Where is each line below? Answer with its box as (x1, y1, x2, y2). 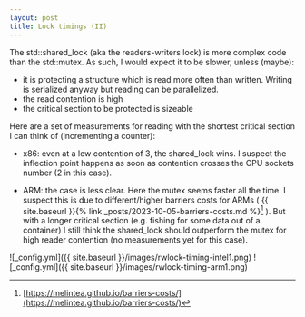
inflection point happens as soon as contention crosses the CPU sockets (22, 157, 295, 168)
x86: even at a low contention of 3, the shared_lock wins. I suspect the (22, 147, 287, 159)
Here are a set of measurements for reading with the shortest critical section (9, 120, 296, 132)
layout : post (9, 13, 59, 23)
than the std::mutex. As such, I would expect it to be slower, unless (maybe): (9, 56, 295, 67)
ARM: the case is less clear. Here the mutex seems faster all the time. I (22, 184, 286, 195)
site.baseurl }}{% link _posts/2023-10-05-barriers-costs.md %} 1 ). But (22, 203, 286, 216)
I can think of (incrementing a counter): (9, 130, 156, 141)
